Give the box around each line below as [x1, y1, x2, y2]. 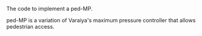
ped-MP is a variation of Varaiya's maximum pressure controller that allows [6, 17, 196, 23]
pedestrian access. [6, 23, 55, 30]
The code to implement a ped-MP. [6, 5, 93, 12]
